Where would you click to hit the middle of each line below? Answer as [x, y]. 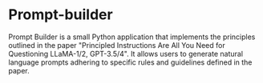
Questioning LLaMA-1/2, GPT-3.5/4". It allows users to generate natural [125, 53]
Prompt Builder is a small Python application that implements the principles [132, 37]
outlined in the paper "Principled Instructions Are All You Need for [117, 45]
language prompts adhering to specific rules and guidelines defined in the [130, 62]
